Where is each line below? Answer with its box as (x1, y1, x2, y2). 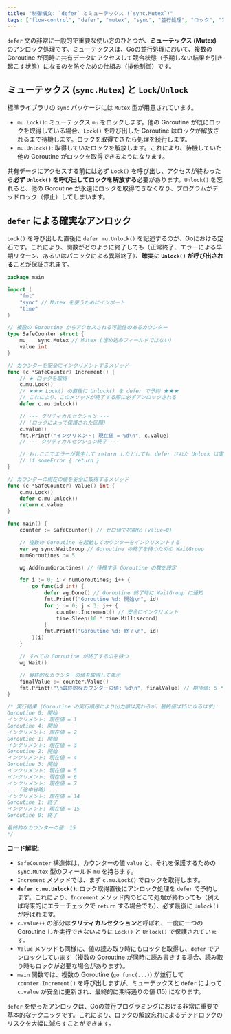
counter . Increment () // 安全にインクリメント (56, 609, 179, 616)
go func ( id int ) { (32, 583, 85, 590)
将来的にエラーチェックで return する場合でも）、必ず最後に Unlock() (23, 901, 219, 910)
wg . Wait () (19, 659, 48, 666)
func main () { (7, 520, 48, 528)
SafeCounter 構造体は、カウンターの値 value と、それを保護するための (16, 858, 217, 866)
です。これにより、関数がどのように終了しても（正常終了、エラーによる (12, 243, 217, 251)
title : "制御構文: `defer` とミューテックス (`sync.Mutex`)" (7, 10, 173, 17)
